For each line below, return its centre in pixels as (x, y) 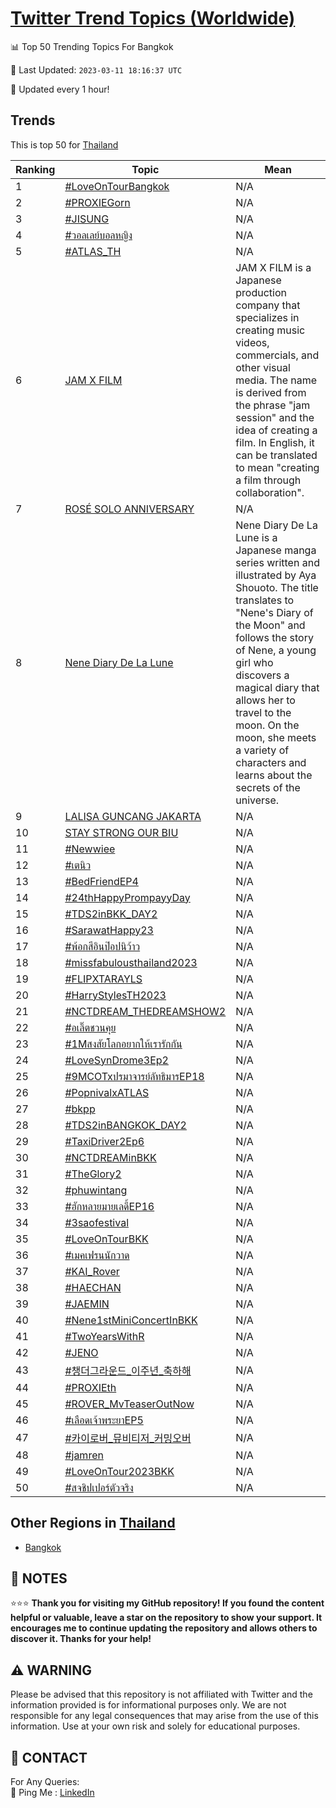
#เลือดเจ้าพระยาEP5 (104, 1420)
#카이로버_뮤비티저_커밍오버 (128, 1438)
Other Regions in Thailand (93, 1523)
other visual (263, 367)
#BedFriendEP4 (101, 881)
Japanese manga (276, 550)
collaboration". (270, 492)
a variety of (262, 750)
